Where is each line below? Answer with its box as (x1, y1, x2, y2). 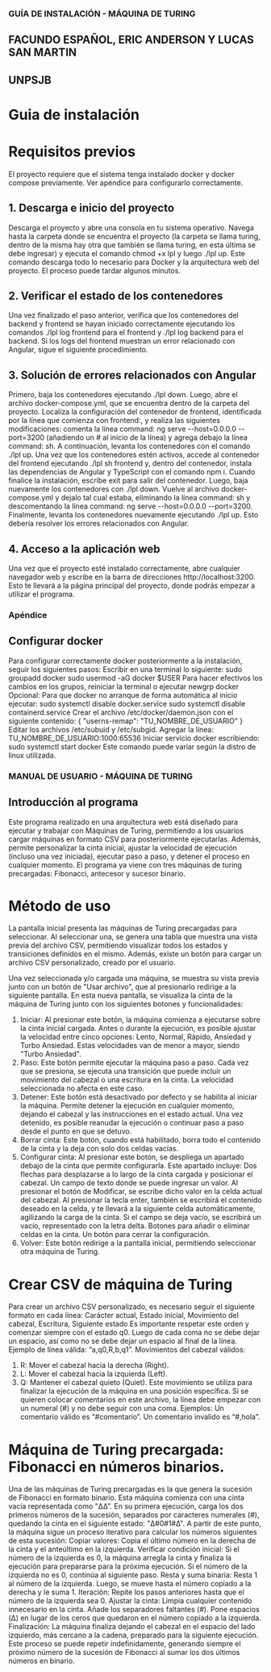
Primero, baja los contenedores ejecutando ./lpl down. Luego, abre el (8, 390, 238, 399)
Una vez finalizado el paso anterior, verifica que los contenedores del (8, 310, 240, 320)
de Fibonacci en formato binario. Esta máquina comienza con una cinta (8, 1493, 244, 1503)
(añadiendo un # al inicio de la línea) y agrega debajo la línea (46, 433, 248, 442)
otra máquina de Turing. (19, 1247, 100, 1256)
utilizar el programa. (8, 589, 75, 599)
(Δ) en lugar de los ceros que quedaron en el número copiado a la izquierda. (8, 1613, 262, 1623)
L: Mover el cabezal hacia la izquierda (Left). (19, 1369, 168, 1379)
